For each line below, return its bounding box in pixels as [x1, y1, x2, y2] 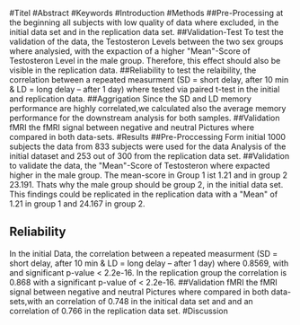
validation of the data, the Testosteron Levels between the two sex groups [9, 36, 284, 47]
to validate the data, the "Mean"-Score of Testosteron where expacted [9, 161, 270, 171]
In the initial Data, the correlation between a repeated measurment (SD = [9, 248, 278, 259]
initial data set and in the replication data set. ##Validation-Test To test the [9, 27, 285, 37]
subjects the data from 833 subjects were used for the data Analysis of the [9, 141, 287, 152]
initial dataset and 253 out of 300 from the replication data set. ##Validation [9, 151, 290, 161]
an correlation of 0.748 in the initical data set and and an [44, 295, 253, 306]
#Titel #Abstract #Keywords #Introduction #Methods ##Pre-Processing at [9, 8, 284, 18]
